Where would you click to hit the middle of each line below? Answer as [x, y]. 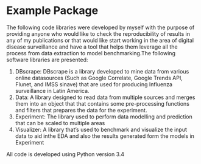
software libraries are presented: [47, 60]
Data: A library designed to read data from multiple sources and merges [105, 97]
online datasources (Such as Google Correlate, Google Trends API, [99, 78]
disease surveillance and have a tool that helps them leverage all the [92, 47]
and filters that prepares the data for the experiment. [81, 110]
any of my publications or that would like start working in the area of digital [100, 40]
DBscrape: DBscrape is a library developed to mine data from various [102, 71]
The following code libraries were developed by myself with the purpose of [100, 27]
